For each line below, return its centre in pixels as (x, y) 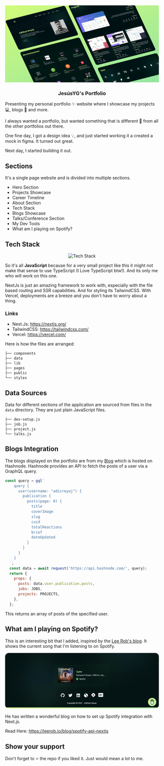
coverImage (42, 512)
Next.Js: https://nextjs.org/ (39, 324)
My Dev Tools (26, 224)
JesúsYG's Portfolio (82, 93)
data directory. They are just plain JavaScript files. (56, 410)
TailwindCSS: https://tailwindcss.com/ (50, 329)
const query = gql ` (25, 481)
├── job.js (16, 425)
